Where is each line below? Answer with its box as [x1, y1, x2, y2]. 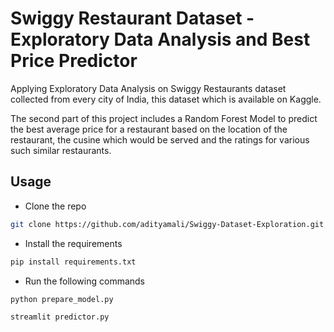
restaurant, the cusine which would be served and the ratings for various [10, 133, 310, 146]
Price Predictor [10, 50, 138, 72]
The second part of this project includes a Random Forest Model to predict [10, 112, 318, 124]
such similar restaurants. [10, 144, 112, 156]
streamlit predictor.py [10, 312, 110, 322]
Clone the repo [24, 200, 87, 212]
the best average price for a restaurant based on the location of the [10, 123, 288, 135]
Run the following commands [24, 275, 145, 287]
